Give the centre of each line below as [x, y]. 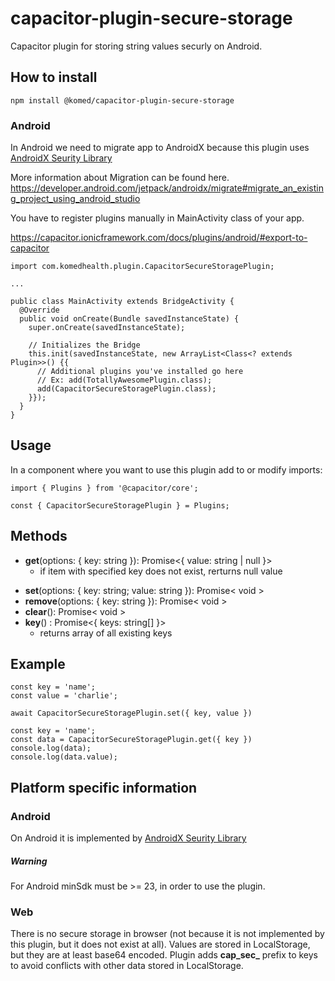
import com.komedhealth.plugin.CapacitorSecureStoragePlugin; [142, 267]
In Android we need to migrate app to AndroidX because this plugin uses [160, 148]
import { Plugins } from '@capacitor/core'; [104, 488]
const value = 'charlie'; [64, 696]
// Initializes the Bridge [84, 345]
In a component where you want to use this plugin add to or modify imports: [166, 469]
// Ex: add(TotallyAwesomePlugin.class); [124, 380]
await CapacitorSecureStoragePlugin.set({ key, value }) [131, 713]
